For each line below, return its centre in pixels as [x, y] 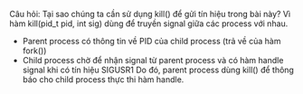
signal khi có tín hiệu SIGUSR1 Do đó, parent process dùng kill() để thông [158, 70]
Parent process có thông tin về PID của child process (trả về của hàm [151, 41]
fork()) [34, 51]
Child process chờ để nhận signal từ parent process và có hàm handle [153, 60]
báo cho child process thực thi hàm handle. [103, 80]
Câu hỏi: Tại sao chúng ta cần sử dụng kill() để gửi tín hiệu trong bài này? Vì [150, 14]
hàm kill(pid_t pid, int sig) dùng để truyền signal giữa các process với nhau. [149, 23]
